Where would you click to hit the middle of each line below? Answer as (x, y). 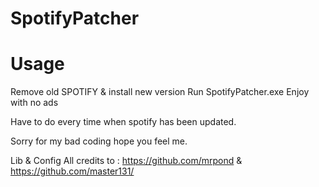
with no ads (34, 103)
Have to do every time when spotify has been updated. (123, 122)
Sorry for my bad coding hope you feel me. (99, 141)
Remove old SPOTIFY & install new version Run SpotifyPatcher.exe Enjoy (160, 92)
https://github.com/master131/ (72, 171)
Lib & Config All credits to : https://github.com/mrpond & (126, 161)
